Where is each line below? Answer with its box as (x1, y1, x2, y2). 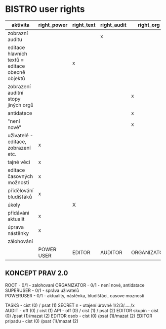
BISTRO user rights (5, 3, 85, 15)
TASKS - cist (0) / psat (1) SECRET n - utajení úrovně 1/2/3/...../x (5, 302, 135, 308)
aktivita (11, 21, 30, 28)
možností (7, 179, 29, 186)
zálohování (7, 238, 33, 245)
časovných (7, 172, 33, 179)
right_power (38, 21, 68, 28)
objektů (7, 75, 26, 82)
